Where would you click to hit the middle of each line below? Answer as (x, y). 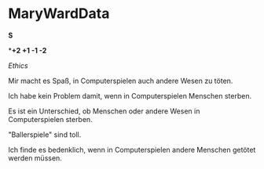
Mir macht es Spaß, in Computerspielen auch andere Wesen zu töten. (121, 81)
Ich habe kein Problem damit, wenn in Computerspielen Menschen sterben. (130, 95)
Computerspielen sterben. (50, 119)
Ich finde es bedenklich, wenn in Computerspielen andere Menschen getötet (132, 149)
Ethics (18, 65)
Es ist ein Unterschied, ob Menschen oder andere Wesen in (104, 111)
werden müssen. (35, 158)
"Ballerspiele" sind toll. (45, 135)
